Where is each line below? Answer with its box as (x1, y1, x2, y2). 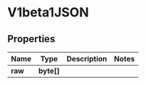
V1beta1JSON (7, 4, 89, 21)
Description (66, 54, 108, 64)
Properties (7, 33, 56, 45)
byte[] (38, 66, 61, 76)
